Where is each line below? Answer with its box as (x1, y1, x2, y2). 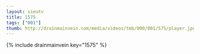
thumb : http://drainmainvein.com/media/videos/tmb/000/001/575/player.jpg (6, 25, 196, 31)
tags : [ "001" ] (6, 20, 42, 26)
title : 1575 (6, 14, 36, 20)
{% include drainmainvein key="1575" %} (6, 42, 107, 49)
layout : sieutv (6, 8, 44, 15)
